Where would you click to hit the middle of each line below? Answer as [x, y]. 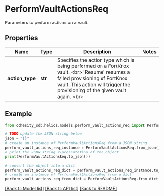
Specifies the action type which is [96, 60]
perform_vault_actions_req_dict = [40, 170]
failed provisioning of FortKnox [92, 78]
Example [19, 114]
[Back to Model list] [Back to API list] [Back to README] [61, 189]
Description [97, 51]
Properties [21, 38]
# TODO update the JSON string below [43, 134]
